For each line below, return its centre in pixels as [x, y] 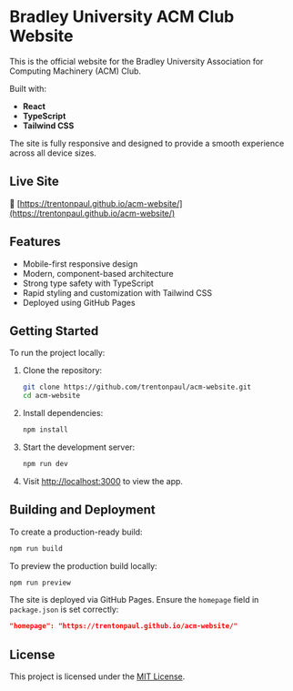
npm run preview [40, 583]
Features [35, 242]
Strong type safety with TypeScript [88, 283]
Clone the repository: [62, 371]
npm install [45, 430]
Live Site [34, 182]
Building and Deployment [83, 510]
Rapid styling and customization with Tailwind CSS [117, 292]
